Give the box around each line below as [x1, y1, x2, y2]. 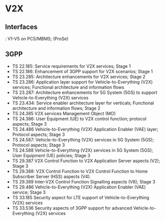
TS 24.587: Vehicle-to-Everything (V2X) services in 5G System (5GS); [12, 136, 154, 142]
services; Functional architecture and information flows [12, 84, 125, 90]
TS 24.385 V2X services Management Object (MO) [12, 110, 116, 116]
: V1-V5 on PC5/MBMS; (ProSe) [5, 36, 69, 42]
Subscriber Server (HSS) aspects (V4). [12, 174, 91, 179]
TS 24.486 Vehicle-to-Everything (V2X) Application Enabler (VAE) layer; [12, 126, 159, 132]
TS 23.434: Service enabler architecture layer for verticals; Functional [12, 100, 154, 106]
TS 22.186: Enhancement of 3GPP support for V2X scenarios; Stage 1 [12, 68, 153, 74]
